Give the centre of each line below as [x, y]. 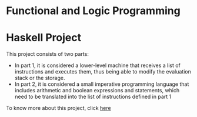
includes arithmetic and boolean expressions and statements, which [97, 91]
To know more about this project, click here [59, 108]
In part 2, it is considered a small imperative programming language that [102, 84]
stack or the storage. [40, 78]
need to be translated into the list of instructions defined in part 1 [93, 97]
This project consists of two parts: [48, 54]
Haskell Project [44, 38]
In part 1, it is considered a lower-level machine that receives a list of [98, 65]
